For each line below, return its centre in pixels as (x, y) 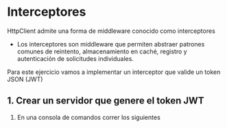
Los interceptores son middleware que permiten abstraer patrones (111, 44)
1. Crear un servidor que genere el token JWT (106, 101)
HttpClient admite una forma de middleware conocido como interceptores (111, 31)
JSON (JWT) (25, 79)
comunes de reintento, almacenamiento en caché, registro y (102, 51)
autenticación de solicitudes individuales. (75, 58)
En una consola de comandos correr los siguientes (89, 117)
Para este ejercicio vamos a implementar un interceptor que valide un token (114, 72)
